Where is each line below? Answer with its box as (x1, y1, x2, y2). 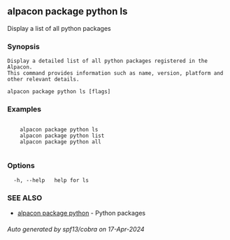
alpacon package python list (20, 132, 105, 139)
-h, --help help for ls (13, 176, 89, 184)
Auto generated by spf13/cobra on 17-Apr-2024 (7, 225, 145, 233)
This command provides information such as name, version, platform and (7, 70, 224, 77)
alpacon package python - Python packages (17, 209, 145, 217)
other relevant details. (7, 76, 80, 83)
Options (7, 161, 35, 171)
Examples (7, 104, 42, 114)
